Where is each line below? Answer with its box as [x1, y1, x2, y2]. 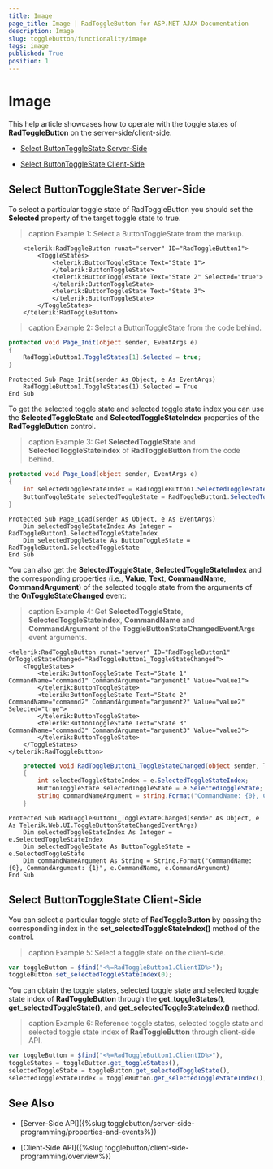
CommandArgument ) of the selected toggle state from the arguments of [8, 582, 253, 591]
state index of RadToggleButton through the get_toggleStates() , [8, 994, 226, 1004]
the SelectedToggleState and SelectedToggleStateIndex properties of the [8, 413, 260, 422]
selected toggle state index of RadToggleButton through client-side [28, 1027, 256, 1037]
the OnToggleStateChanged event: [8, 591, 128, 600]
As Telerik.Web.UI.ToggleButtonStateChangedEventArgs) [8, 821, 198, 829]
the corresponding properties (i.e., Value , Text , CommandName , [8, 574, 227, 583]
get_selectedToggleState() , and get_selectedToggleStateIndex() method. [8, 1002, 260, 1012]
